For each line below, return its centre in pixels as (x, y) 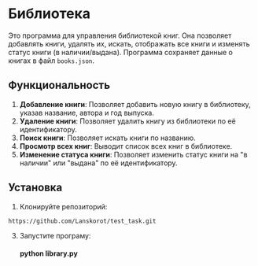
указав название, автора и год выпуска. (87, 113)
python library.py (49, 253)
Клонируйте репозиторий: (63, 206)
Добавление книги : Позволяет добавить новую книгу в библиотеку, (135, 104)
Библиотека (49, 14)
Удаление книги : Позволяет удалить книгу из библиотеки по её (127, 121)
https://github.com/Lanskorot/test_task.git (82, 221)
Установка (35, 188)
